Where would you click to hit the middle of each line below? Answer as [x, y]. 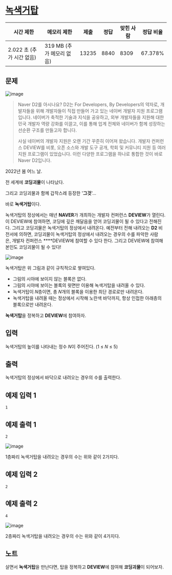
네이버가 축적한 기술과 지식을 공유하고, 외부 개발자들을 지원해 [94, 117]
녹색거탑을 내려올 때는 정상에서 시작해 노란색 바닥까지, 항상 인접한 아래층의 [87, 298]
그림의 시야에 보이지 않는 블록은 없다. [50, 279]
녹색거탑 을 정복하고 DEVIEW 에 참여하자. [46, 315]
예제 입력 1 [21, 395]
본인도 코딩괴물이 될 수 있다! [33, 247]
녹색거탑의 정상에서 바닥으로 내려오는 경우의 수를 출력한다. [63, 378]
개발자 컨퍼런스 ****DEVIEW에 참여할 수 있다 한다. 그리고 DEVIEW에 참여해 [88, 240]
